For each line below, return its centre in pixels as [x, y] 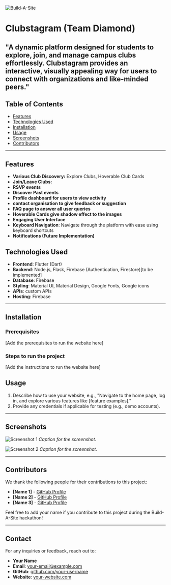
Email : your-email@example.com [47, 566]
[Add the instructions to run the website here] [53, 367]
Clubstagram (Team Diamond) [70, 28]
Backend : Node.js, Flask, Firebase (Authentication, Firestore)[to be [83, 270]
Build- [158, 513]
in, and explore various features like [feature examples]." [72, 401]
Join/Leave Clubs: [32, 182]
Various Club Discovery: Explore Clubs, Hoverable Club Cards [78, 177]
